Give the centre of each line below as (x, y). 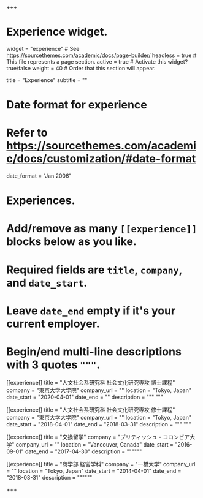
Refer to (27, 133)
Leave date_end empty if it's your (91, 311)
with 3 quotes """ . (53, 364)
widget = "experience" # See (43, 48)
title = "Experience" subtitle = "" (47, 80)
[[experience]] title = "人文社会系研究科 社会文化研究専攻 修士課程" (91, 409)
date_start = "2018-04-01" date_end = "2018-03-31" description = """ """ (99, 424)
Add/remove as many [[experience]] (102, 229)
